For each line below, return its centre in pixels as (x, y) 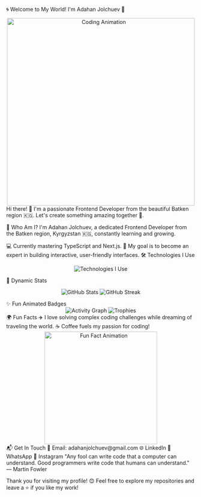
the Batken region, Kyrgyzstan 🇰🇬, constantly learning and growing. (91, 233)
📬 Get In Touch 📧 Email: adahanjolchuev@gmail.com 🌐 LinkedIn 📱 (89, 448)
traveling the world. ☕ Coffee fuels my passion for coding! (78, 326)
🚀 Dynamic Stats (27, 280)
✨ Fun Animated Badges (37, 304)
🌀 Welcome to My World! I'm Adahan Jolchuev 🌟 (65, 9)
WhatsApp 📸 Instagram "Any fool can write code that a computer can (91, 456)
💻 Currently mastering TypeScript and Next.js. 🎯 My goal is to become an (97, 246)
